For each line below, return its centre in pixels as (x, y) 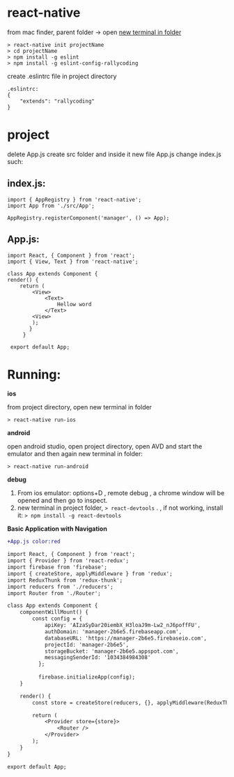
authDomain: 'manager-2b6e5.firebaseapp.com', (113, 632)
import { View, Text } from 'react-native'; (73, 262)
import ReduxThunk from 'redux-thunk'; (65, 580)
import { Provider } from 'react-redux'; (68, 561)
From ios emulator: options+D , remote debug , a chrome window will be (121, 493)
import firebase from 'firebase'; (57, 567)
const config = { (57, 619)
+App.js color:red (34, 542)
